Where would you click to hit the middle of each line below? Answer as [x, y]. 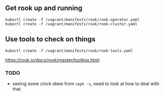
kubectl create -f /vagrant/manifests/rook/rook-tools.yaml [69, 51]
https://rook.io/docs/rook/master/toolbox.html [52, 60]
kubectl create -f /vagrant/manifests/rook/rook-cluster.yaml [71, 24]
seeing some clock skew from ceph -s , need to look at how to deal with [86, 84]
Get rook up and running [44, 8]
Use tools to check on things [50, 39]
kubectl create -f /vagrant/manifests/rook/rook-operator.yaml [72, 19]
